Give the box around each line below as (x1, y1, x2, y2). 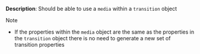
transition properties (14, 41, 65, 48)
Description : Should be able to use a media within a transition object (5, 5, 177, 12)
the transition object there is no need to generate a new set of (14, 35, 171, 41)
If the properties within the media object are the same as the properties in (14, 28, 195, 35)
